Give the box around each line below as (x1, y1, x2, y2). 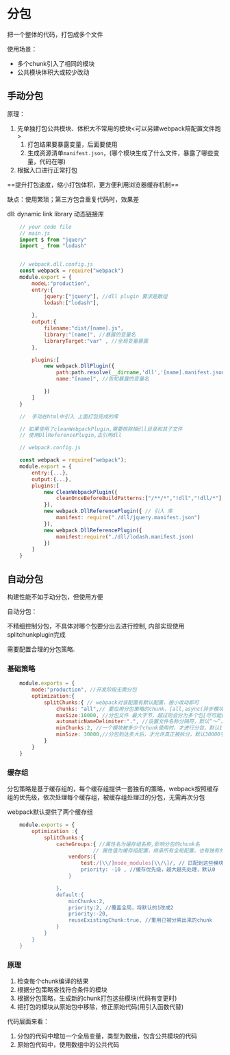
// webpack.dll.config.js (19, 261, 94, 268)
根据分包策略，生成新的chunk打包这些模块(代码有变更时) (16, 994, 177, 1002)
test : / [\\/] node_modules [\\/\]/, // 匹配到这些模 (80, 860, 219, 867)
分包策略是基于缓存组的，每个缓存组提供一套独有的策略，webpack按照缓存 (7, 784, 219, 793)
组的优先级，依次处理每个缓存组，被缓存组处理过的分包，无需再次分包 (7, 793, 205, 802)
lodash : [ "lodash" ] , (43, 299, 99, 306)
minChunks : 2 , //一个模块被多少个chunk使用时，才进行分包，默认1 (55, 725, 222, 731)
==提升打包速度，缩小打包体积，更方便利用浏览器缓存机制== (7, 180, 179, 189)
